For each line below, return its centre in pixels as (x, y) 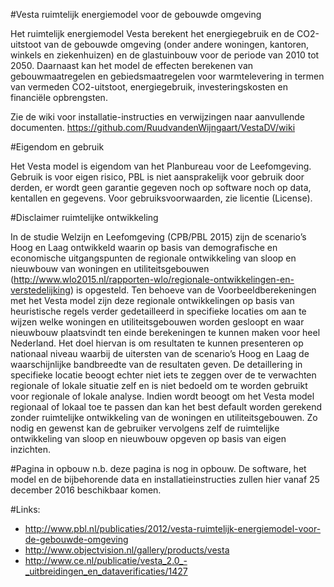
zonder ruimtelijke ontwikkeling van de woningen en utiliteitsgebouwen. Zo (164, 417)
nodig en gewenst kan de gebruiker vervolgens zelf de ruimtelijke (145, 428)
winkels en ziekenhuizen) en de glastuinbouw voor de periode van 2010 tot (165, 55)
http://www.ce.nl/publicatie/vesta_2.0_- (106, 560)
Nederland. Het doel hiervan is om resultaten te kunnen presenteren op (157, 343)
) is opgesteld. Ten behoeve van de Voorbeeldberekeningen (193, 290)
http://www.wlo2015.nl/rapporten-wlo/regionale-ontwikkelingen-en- (154, 279)
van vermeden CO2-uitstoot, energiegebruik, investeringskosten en (149, 87)
